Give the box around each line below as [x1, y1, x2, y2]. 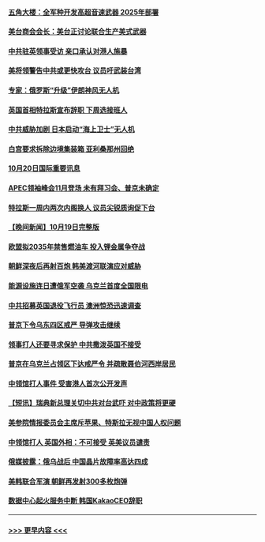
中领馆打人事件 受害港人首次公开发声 [8, 378, 128, 388]
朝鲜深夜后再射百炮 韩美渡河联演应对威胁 [8, 262, 142, 271]
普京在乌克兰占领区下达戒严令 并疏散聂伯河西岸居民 [8, 359, 176, 369]
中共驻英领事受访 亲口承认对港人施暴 [8, 46, 128, 55]
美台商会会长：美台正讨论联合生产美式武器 [8, 27, 147, 36]
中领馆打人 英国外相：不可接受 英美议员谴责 [8, 437, 150, 446]
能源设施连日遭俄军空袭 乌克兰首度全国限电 [8, 280, 148, 290]
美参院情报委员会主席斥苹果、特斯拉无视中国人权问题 [8, 418, 181, 427]
